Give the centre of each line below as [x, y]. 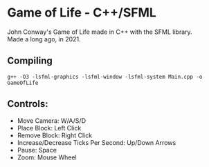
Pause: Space [37, 150]
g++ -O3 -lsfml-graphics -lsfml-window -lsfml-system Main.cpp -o [105, 77]
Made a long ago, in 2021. [44, 39]
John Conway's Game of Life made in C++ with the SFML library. [100, 32]
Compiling [30, 61]
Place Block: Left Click [49, 128]
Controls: [28, 104]
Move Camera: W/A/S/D [52, 120]
